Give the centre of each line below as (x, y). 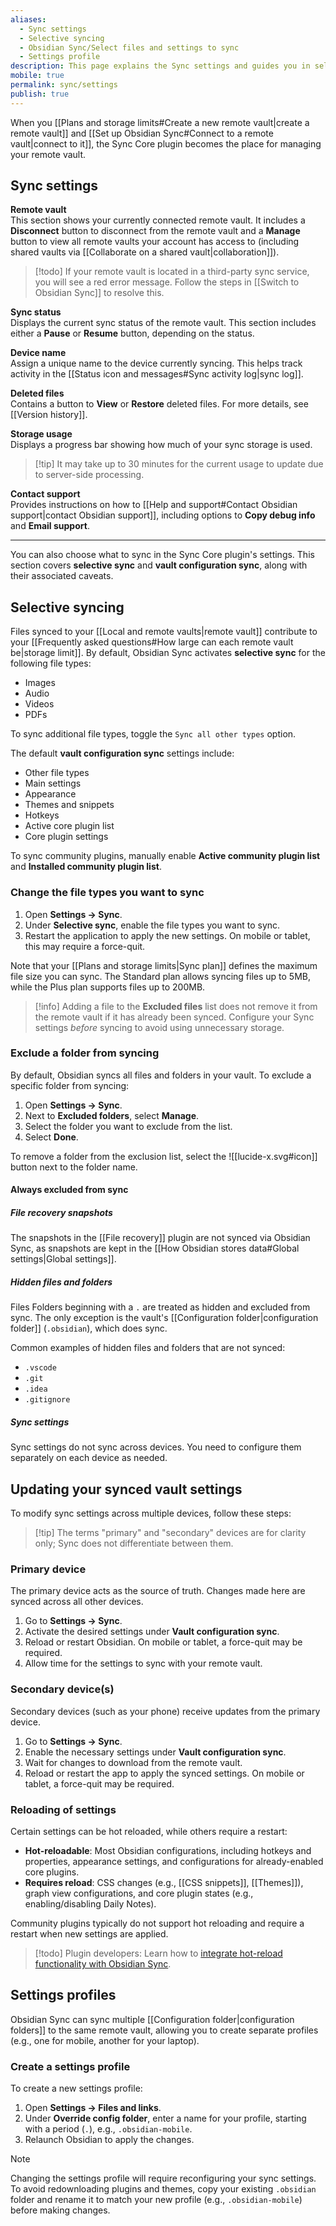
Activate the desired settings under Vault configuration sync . (152, 1632)
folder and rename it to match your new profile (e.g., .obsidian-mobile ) (156, 2200)
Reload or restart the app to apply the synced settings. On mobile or (164, 1773)
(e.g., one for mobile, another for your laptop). (105, 2040)
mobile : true (37, 76)
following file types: (51, 663)
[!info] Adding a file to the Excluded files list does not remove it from (176, 1006)
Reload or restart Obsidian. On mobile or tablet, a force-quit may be (163, 1642)
